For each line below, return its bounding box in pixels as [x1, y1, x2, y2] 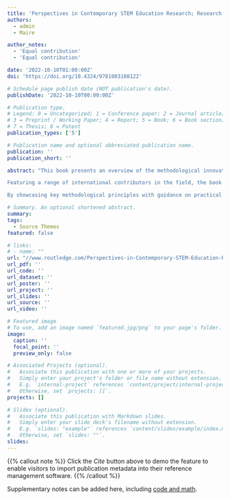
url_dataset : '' [7, 273, 53, 281]
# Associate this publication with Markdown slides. [7, 412, 167, 420]
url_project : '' [7, 286, 53, 293]
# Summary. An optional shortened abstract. [7, 204, 136, 211]
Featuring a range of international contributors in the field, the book [7, 179, 222, 186]
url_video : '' [7, 305, 48, 312]
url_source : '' [7, 299, 51, 306]
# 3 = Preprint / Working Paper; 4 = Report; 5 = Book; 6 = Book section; [7, 117, 225, 124]
